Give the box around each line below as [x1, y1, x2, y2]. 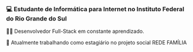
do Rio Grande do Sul [6, 14, 67, 22]
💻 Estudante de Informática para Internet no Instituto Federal [6, 5, 185, 13]
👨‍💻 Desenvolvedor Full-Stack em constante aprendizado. [6, 28, 145, 35]
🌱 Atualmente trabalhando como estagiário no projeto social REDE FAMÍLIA [6, 39, 187, 46]
